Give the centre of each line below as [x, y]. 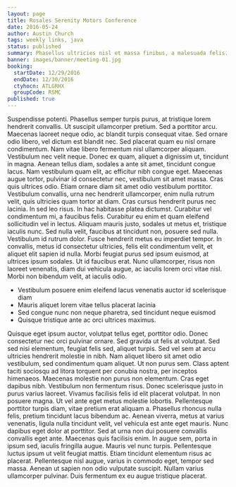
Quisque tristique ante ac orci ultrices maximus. [87, 320]
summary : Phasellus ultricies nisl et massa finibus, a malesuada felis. [118, 54]
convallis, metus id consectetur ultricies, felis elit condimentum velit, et [110, 246]
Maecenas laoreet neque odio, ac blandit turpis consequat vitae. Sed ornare [118, 134]
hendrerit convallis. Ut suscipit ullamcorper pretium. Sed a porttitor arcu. [112, 127]
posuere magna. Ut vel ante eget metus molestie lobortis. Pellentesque [110, 401]
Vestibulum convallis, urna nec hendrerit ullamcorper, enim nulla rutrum [111, 194]
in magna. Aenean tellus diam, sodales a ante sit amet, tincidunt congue [112, 164]
